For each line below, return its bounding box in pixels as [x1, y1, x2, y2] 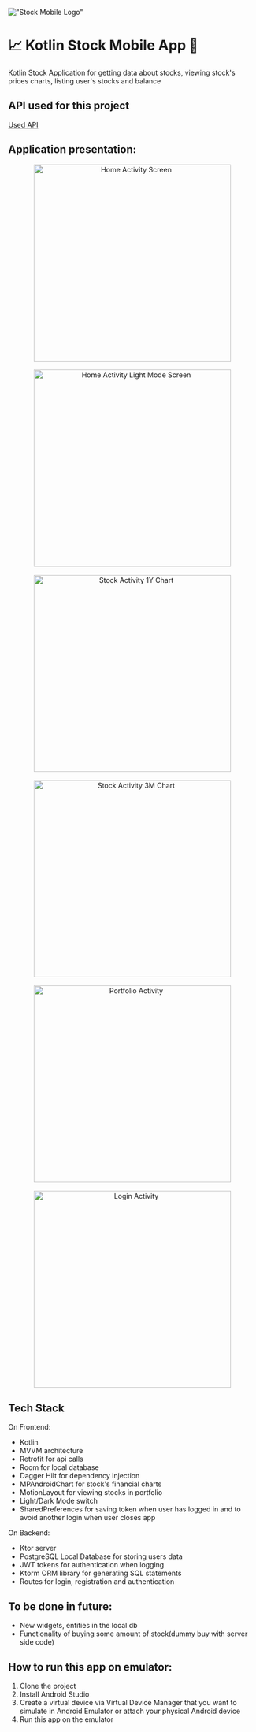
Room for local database [19, 1463, 100, 1472]
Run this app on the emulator [19, 1715, 114, 1724]
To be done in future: [8, 1600, 113, 1613]
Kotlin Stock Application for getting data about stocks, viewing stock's [8, 68, 236, 77]
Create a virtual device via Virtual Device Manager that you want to [19, 1698, 238, 1707]
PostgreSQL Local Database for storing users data [19, 1552, 183, 1561]
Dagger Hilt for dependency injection [19, 1471, 140, 1481]
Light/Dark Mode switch [19, 1496, 98, 1506]
